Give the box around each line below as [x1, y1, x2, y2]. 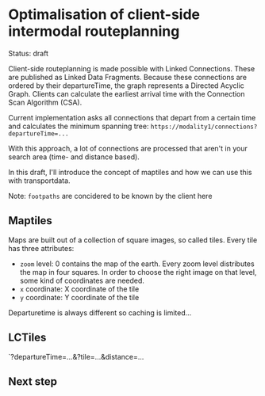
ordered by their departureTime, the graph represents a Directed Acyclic [8, 81, 244, 90]
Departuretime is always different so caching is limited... [8, 307, 192, 318]
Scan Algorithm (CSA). [8, 97, 83, 107]
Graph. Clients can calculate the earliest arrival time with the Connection [8, 89, 245, 98]
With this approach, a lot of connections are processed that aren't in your [8, 143, 248, 153]
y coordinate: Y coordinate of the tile [19, 292, 140, 302]
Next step [8, 375, 58, 388]
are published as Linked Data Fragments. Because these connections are [8, 72, 248, 82]
